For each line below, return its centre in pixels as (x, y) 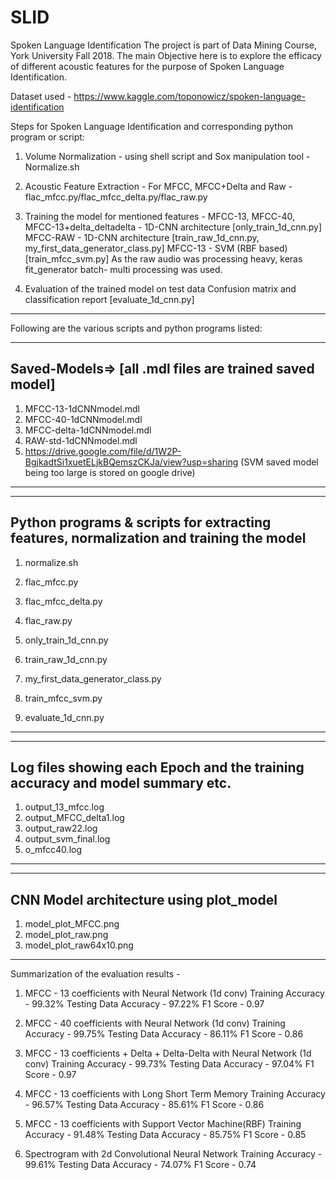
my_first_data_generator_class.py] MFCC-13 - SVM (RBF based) (156, 248)
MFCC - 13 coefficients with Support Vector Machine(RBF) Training (163, 1124)
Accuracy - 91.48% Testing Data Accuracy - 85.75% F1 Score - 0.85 (165, 1135)
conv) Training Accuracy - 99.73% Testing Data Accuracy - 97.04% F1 (169, 1064)
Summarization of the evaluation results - (95, 974)
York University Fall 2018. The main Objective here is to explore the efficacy (166, 55)
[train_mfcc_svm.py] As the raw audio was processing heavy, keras (163, 258)
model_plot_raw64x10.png (79, 945)
